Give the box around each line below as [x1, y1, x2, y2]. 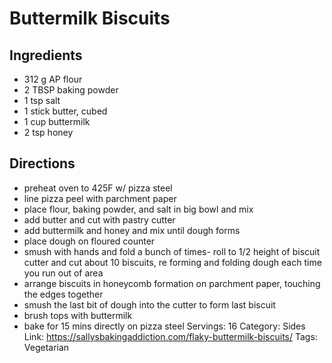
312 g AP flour [23, 73, 83, 85]
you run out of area [23, 267, 104, 279]
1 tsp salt [23, 95, 61, 106]
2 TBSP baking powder [23, 84, 119, 96]
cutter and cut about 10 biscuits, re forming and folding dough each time [23, 256, 322, 268]
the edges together [23, 288, 104, 300]
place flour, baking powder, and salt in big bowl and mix [23, 203, 254, 215]
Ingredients [9, 47, 83, 64]
